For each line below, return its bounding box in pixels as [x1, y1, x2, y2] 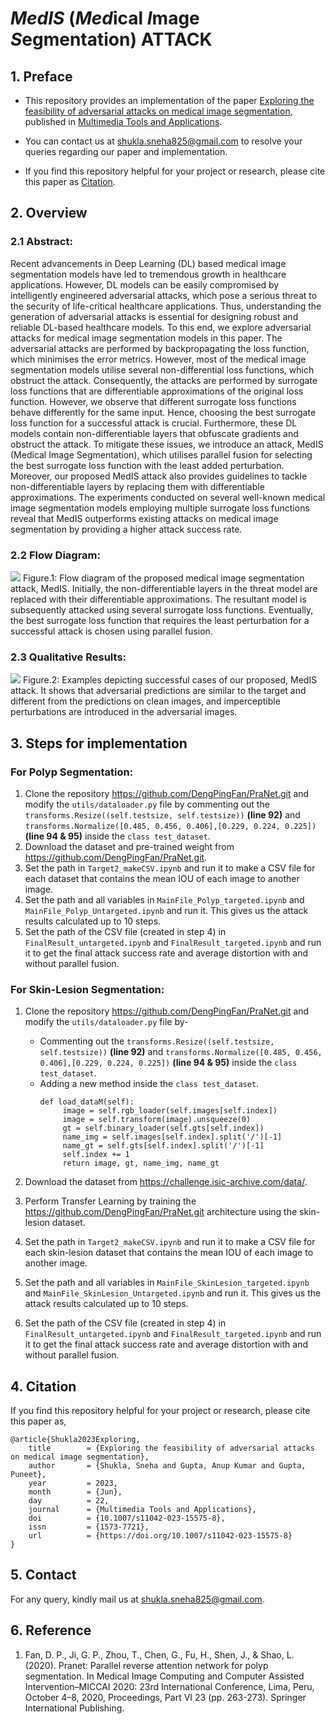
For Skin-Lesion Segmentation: [10, 982, 165, 996]
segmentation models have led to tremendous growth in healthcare [10, 268, 287, 280]
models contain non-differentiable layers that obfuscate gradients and [10, 427, 299, 439]
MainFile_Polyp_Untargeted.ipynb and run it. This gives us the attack [24, 904, 309, 916]
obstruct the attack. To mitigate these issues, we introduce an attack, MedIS [10, 438, 324, 450]
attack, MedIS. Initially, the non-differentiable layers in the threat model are [10, 582, 318, 594]
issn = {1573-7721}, [28, 1522, 150, 1532]
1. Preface [10, 68, 73, 85]
